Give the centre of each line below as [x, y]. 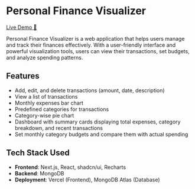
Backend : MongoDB [39, 173]
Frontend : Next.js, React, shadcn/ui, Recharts [70, 167]
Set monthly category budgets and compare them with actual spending [101, 134]
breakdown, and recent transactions [59, 128]
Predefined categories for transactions [62, 109]
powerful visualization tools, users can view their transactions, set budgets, [98, 51]
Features [23, 76]
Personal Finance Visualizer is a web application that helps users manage [95, 38]
